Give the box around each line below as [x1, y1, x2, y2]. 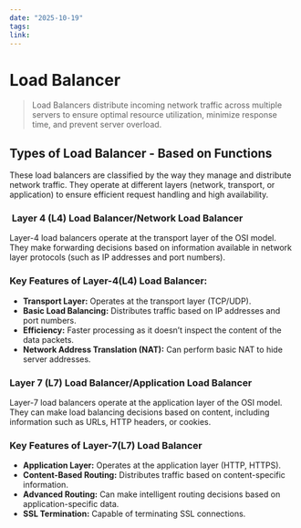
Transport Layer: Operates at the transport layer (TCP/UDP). [22, 295, 252, 306]
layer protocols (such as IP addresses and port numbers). [9, 252, 226, 263]
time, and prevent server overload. [31, 119, 162, 130]
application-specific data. [22, 499, 119, 510]
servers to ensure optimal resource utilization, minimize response [31, 109, 278, 120]
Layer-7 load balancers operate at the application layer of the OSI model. [9, 398, 283, 409]
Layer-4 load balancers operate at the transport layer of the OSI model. [9, 233, 276, 243]
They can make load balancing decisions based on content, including [9, 407, 270, 418]
